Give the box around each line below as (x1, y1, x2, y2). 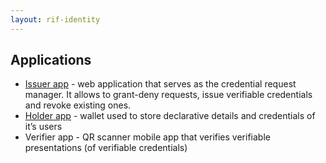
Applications (10, 52, 92, 69)
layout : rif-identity (10, 14, 101, 25)
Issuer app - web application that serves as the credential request (24, 78, 297, 90)
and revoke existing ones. (24, 99, 132, 111)
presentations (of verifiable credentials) (24, 142, 188, 154)
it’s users (24, 121, 63, 133)
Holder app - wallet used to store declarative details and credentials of (24, 110, 316, 122)
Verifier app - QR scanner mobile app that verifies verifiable (24, 131, 271, 143)
